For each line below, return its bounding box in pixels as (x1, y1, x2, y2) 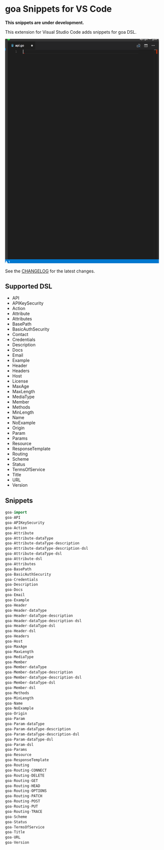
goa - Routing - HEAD (5, 783, 41, 788)
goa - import (5, 510, 27, 515)
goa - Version (5, 840, 29, 845)
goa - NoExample (5, 706, 34, 711)
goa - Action (5, 525, 27, 530)
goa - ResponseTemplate (5, 758, 49, 762)
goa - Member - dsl (5, 685, 36, 690)
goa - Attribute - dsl (5, 557, 42, 561)
